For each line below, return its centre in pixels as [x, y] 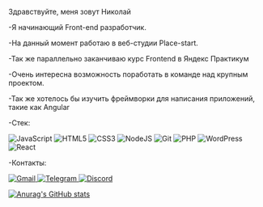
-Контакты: [28, 163]
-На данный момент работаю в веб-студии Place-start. [103, 43]
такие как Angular [39, 107]
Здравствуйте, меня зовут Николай [70, 12]
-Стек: [19, 123]
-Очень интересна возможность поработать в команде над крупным [128, 74]
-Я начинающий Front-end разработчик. [78, 27]
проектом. [26, 83]
